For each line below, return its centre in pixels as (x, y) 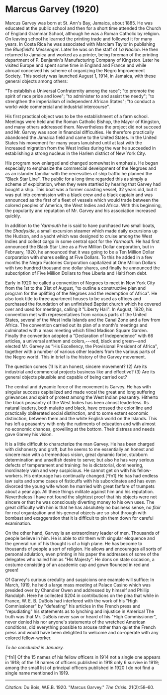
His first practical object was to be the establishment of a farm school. (77, 116)
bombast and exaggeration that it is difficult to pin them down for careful (80, 518)
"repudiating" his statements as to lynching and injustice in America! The (80, 611)
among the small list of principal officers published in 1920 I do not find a (80, 668)
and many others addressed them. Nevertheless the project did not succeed (83, 127)
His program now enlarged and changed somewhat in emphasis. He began (82, 163)
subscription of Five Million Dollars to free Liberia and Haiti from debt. (76, 273)
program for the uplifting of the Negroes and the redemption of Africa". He (81, 293)
